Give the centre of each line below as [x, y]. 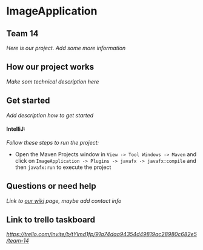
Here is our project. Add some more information [66, 48]
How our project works [50, 67]
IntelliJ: [16, 129]
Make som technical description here [53, 81]
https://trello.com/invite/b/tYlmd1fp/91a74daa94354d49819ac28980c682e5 [101, 234]
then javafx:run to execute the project [63, 167]
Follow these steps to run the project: [53, 142]
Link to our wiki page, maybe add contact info [64, 200]
